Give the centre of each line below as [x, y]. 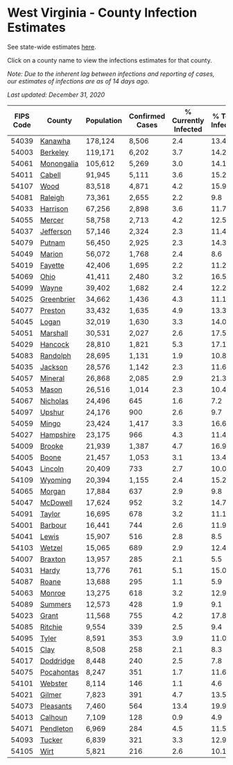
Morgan [53, 491]
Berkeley [54, 152]
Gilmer [51, 695]
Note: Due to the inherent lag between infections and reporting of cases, [111, 74]
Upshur [52, 412]
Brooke [52, 446]
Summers [55, 604]
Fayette [52, 265]
